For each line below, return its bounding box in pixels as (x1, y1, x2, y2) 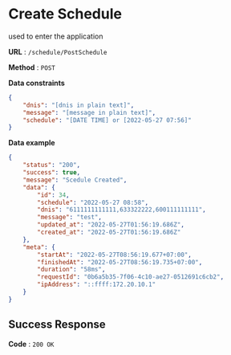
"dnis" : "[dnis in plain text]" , (22, 101, 135, 109)
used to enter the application (8, 31, 103, 41)
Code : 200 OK (8, 339, 55, 349)
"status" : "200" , (22, 161, 81, 169)
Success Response (8, 318, 106, 332)
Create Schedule (8, 5, 123, 23)
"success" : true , (22, 169, 81, 177)
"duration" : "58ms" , (37, 266, 106, 274)
